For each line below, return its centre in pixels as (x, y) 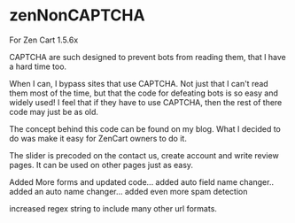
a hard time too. (38, 66)
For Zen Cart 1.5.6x (44, 40)
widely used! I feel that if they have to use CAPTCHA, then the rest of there (146, 102)
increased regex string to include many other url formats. (113, 208)
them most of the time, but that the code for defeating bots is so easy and (144, 93)
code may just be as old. (54, 111)
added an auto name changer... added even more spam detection (128, 191)
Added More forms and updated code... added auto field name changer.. (142, 181)
